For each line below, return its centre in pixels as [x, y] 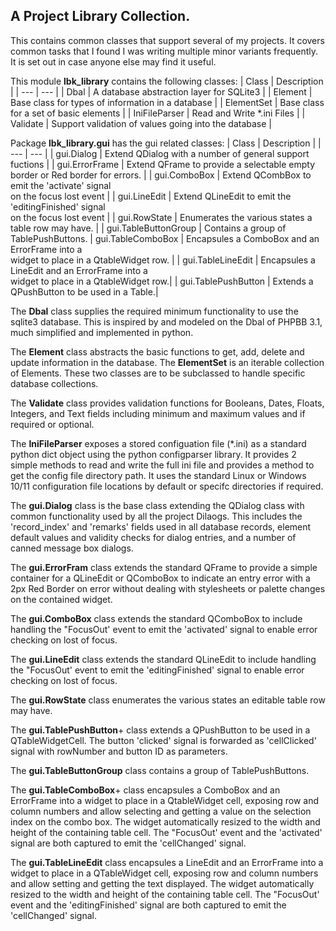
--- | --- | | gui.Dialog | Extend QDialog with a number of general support [160, 153]
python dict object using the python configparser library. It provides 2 [153, 454]
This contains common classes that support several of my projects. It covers [167, 40]
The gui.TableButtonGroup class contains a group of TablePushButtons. [160, 770]
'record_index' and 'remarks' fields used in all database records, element [161, 526]
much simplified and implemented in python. [102, 332]
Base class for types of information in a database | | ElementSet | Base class [167, 102]
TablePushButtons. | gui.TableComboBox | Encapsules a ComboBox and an [165, 238]
